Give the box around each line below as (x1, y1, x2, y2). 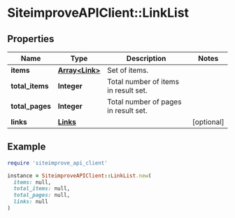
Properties (7, 33, 55, 45)
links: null (13, 198, 49, 205)
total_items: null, (13, 185, 71, 192)
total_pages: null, (13, 191, 71, 199)
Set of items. (107, 65, 149, 75)
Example (7, 141, 46, 153)
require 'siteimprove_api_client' (7, 159, 108, 166)
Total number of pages (107, 97, 182, 107)
